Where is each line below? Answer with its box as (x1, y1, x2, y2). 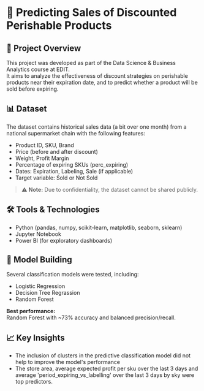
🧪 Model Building (6, 254, 72, 265)
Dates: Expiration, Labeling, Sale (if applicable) (15, 167, 134, 175)
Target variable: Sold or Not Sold (15, 174, 98, 181)
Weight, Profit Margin (15, 154, 69, 162)
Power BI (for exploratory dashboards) (15, 237, 113, 244)
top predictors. (15, 378, 53, 385)
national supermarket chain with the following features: (6, 129, 145, 137)
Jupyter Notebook (15, 230, 61, 238)
